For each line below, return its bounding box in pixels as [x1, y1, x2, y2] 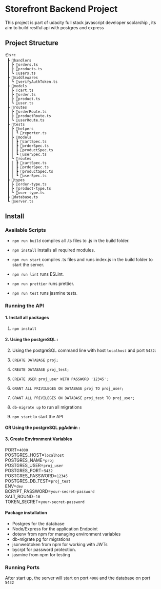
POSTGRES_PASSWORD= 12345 [5, 472, 68, 479]
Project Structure [5, 39, 59, 47]
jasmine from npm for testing [12, 551, 71, 557]
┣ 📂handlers [7, 58, 32, 63]
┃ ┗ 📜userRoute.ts [7, 118, 45, 122]
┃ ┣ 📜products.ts [7, 66, 42, 71]
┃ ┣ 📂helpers [7, 126, 34, 131]
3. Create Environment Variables [5, 436, 72, 442]
